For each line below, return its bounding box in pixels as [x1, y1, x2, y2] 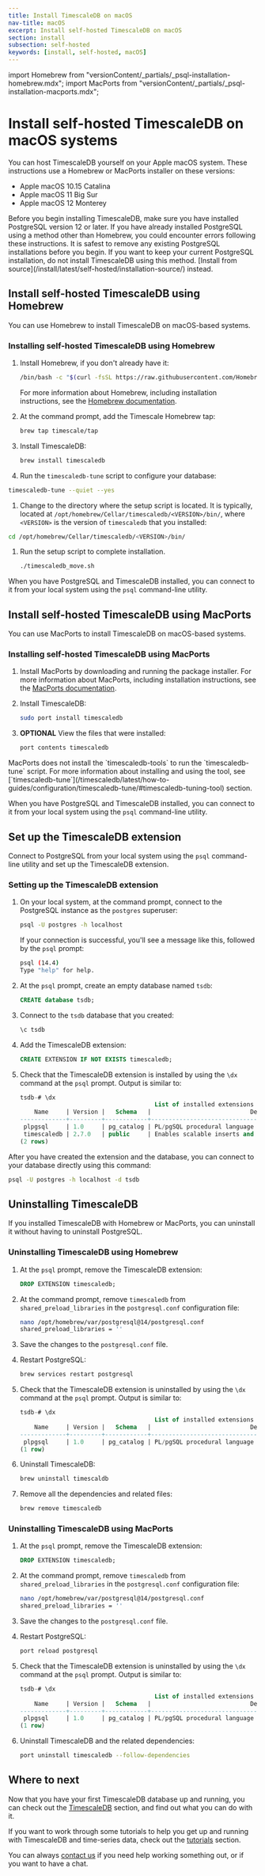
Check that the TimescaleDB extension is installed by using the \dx [19, 1070, 238, 1079]
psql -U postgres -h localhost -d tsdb [8, 1175, 140, 1184]
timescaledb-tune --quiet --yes [8, 486, 115, 494]
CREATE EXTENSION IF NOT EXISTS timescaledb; [19, 1055, 172, 1064]
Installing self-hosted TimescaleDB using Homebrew [8, 340, 215, 351]
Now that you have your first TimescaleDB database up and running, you [8, 1794, 245, 1804]
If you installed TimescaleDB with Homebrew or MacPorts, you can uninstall [8, 1219, 256, 1228]
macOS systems [8, 131, 118, 150]
